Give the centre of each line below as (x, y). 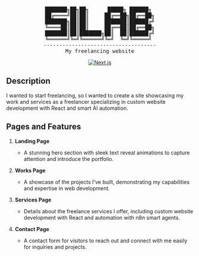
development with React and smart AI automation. (67, 108)
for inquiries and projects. (55, 246)
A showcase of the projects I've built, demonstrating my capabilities (107, 182)
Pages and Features (44, 127)
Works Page (30, 170)
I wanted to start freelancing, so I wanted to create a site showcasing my (95, 95)
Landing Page (32, 141)
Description (28, 81)
